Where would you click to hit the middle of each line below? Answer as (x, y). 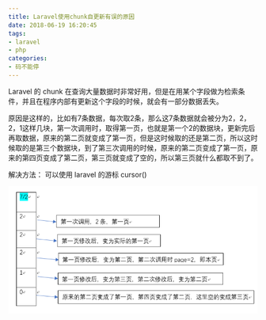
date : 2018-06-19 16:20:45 (53, 25)
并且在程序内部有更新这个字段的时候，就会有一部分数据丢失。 (122, 101)
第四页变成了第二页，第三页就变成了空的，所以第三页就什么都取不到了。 (140, 158)
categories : (28, 59)
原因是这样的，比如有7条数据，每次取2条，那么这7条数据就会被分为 (118, 118)
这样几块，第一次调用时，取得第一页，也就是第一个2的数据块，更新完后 (139, 128)
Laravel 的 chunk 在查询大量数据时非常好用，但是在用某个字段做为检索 (123, 91)
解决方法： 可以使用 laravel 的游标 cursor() (78, 174)
